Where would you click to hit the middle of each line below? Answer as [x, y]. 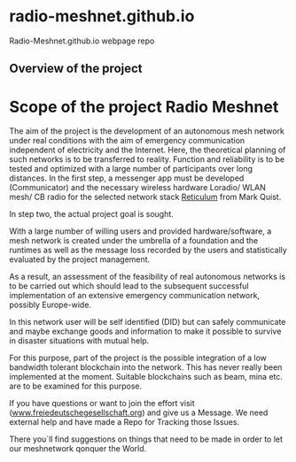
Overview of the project [76, 69]
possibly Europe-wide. [50, 305]
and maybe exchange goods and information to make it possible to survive [145, 331]
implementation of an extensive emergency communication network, [134, 296]
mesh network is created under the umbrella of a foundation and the [134, 241]
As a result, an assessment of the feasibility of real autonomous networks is [148, 277]
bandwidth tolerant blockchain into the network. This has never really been [146, 367]
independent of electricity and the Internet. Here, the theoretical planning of [148, 150]
